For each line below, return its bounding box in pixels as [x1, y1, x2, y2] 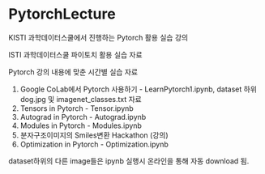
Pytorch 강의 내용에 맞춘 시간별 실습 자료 [8, 66, 139, 77]
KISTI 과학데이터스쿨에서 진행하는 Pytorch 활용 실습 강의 [8, 32, 189, 42]
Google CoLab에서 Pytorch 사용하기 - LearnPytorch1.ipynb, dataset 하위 [19, 84, 258, 94]
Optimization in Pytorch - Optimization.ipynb [19, 139, 169, 149]
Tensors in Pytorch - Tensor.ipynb [19, 103, 134, 113]
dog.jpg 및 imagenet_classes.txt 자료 [19, 94, 142, 104]
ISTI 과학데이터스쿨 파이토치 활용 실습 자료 [8, 49, 143, 59]
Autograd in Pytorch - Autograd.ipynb [19, 112, 147, 121]
